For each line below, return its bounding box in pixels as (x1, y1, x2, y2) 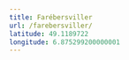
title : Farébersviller (9, 12, 93, 22)
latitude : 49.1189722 (9, 29, 89, 38)
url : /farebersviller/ (9, 21, 93, 30)
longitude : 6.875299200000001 (9, 37, 121, 47)
